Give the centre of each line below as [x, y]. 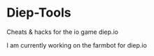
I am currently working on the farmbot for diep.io [77, 45]
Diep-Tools [39, 13]
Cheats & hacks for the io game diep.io [62, 32]
